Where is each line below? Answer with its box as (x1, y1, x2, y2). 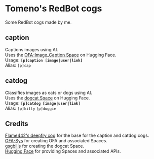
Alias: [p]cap (5, 62, 31, 68)
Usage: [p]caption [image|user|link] (5, 57, 83, 63)
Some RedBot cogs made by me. (5, 19, 72, 25)
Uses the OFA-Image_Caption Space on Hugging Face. (5, 52, 116, 58)
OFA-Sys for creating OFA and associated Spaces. (5, 138, 108, 144)
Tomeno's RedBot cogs (5, 3, 102, 14)
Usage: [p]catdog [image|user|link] (5, 100, 80, 106)
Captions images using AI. (5, 46, 58, 52)
